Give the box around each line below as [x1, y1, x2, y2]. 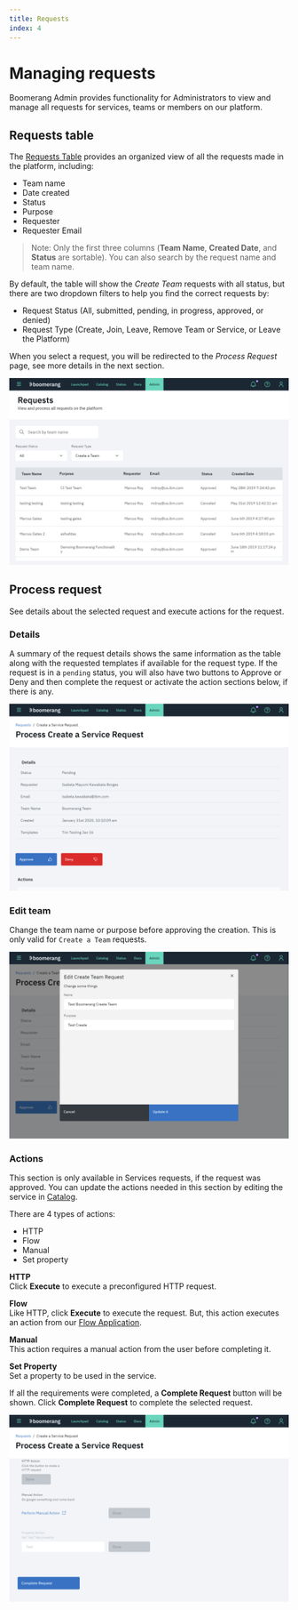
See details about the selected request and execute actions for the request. [9, 606, 285, 616]
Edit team [9, 904, 51, 916]
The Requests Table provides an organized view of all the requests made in [9, 151, 284, 162]
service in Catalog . [9, 1191, 78, 1202]
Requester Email [21, 225, 82, 236]
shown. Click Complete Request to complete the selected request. [9, 1397, 254, 1407]
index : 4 [9, 23, 42, 33]
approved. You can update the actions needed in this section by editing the [9, 1181, 284, 1192]
